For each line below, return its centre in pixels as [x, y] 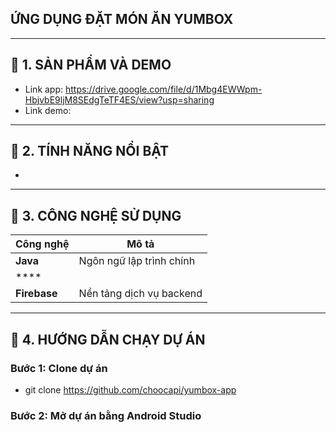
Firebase [36, 294]
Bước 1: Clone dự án [59, 368]
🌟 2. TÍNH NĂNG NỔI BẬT [90, 151]
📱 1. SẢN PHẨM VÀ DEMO [91, 65]
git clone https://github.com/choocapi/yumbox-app [130, 389]
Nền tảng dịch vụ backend [140, 294]
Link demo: [48, 110]
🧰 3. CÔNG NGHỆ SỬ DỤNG [96, 215]
